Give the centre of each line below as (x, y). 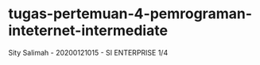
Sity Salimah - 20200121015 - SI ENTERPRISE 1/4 (88, 52)
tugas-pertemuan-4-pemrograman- (130, 14)
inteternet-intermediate (88, 31)
